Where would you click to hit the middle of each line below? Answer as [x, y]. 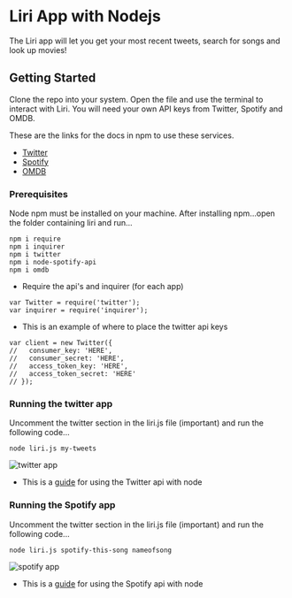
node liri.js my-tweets [53, 448]
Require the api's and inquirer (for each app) [103, 287]
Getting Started [53, 78]
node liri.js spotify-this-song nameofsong [91, 550]
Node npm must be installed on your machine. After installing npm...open [142, 213]
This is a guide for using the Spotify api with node [112, 583]
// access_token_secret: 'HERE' [73, 374]
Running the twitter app [61, 403]
